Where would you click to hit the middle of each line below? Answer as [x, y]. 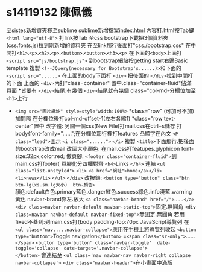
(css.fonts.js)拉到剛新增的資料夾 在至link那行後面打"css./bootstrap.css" [95, 45]
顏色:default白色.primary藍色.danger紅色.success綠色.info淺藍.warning [103, 191]
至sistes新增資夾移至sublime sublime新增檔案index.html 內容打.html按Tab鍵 [100, 30]
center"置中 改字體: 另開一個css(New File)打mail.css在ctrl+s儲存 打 [99, 126]
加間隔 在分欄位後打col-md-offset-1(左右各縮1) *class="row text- [95, 118]
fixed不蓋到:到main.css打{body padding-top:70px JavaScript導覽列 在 [102, 221]
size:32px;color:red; [40, 156]
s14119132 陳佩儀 [49, 12]
